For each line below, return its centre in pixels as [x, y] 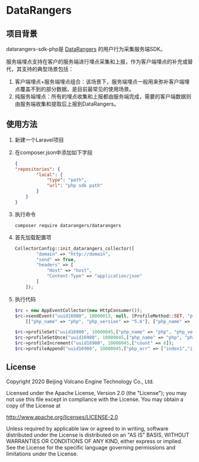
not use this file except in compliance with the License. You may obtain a [95, 399]
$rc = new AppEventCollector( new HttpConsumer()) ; [78, 310]
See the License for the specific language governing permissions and [91, 447]
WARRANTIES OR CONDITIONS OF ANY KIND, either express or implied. [94, 441]
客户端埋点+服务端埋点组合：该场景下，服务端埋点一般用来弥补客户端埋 [102, 82]
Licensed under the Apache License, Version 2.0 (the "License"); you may [97, 393]
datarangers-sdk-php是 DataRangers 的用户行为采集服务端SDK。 [86, 49]
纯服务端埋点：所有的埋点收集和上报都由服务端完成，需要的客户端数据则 [103, 96]
